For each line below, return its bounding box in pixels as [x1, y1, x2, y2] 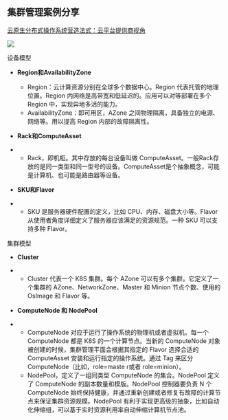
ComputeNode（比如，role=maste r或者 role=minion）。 [27, 362, 185, 371]
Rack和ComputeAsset [16, 131, 82, 140]
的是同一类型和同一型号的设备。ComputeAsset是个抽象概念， [33, 162, 208, 170]
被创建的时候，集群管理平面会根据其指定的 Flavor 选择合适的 [27, 345, 199, 353]
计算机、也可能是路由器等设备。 [33, 170, 124, 179]
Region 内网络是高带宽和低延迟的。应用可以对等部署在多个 [45, 91, 212, 100]
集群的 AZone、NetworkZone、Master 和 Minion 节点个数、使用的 [33, 283, 221, 291]
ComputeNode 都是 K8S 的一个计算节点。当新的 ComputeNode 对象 [27, 336, 221, 345]
